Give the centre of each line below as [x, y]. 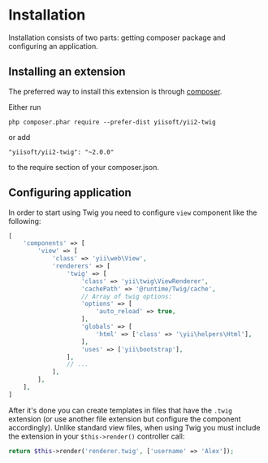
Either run [25, 107]
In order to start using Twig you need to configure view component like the [133, 212]
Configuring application [70, 193]
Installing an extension [67, 72]
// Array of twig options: [127, 296]
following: [25, 221]
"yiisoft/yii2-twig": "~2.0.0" [61, 152]
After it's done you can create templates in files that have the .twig [121, 410]
